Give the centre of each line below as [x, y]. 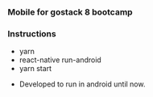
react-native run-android [60, 60]
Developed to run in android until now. [82, 84]
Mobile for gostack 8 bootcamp [70, 12]
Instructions [32, 33]
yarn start [35, 69]
